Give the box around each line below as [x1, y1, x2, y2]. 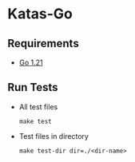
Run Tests [7, 81, 58, 94]
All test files [18, 101, 58, 112]
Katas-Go [7, 5, 73, 23]
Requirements [7, 37, 79, 50]
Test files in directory [18, 131, 89, 140]
